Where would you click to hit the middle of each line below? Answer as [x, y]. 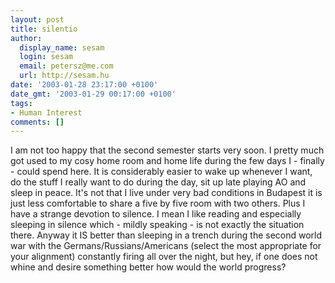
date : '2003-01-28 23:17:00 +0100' [84, 85]
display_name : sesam [62, 47]
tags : [21, 103]
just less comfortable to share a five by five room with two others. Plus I [158, 203]
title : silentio [44, 29]
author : [26, 38]
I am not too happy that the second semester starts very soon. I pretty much [167, 150]
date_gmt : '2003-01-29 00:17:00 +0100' [93, 94]
